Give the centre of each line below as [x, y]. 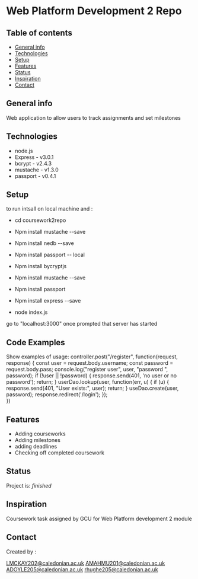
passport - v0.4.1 [35, 176]
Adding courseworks [40, 434]
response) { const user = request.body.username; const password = [90, 363]
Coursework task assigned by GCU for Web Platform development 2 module [99, 518]
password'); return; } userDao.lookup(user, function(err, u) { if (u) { [88, 382]
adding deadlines [36, 447]
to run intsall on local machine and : [49, 209]
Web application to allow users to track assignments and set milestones [93, 117]
